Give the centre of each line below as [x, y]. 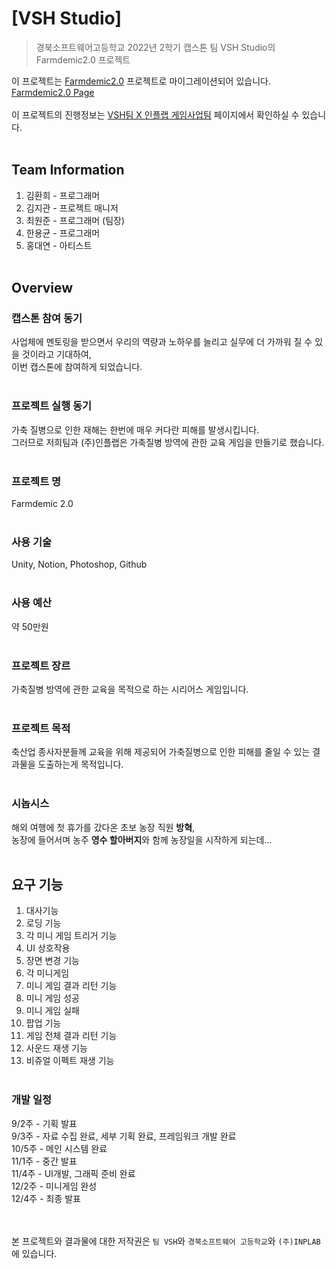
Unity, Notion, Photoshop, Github [79, 564]
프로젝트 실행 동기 [52, 406]
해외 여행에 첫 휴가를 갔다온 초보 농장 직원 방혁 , [103, 827]
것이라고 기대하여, [56, 354]
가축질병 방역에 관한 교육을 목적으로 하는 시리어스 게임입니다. [130, 689]
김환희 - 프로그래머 [63, 195]
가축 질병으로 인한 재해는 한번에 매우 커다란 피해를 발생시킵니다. [135, 429]
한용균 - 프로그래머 [63, 233]
